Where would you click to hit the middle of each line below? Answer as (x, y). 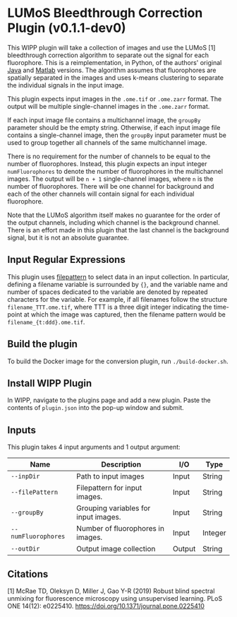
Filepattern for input (109, 488)
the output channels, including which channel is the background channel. (114, 222)
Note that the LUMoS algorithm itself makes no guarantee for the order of (114, 215)
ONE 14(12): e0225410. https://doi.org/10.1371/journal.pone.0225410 (106, 606)
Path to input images (110, 476)
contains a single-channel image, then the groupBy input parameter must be (117, 135)
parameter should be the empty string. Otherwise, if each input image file (114, 127)
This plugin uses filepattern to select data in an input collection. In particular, (119, 276)
